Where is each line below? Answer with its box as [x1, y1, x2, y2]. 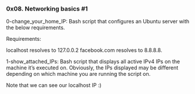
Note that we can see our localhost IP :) [6, 82, 102, 89]
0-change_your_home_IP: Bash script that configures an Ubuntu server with [6, 18, 190, 25]
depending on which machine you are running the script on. [6, 71, 151, 78]
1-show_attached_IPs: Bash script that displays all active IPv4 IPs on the [6, 58, 180, 65]
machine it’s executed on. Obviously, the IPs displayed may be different [6, 64, 179, 71]
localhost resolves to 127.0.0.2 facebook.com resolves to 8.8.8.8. [6, 47, 163, 54]
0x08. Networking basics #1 [6, 5, 88, 13]
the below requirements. [6, 24, 65, 31]
